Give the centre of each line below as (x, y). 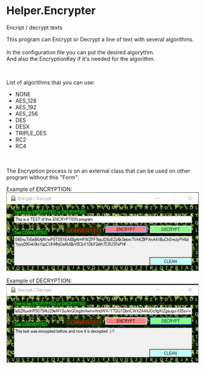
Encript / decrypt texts (34, 27)
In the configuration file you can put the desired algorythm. (80, 52)
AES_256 (27, 113)
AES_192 (26, 107)
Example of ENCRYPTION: (39, 189)
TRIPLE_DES (31, 133)
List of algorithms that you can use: (51, 82)
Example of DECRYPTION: (39, 281)
